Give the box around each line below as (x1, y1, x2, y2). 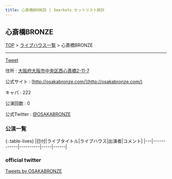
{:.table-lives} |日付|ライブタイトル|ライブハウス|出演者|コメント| (5, 138, 143, 144)
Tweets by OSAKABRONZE (5, 168, 62, 174)
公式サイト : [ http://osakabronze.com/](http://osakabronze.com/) (5, 79, 143, 85)
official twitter (5, 156, 41, 164)
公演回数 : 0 (5, 100, 30, 106)
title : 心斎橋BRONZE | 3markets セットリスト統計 (5, 7, 105, 13)
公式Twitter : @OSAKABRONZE (5, 111, 71, 118)
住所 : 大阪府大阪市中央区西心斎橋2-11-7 (5, 68, 90, 74)
